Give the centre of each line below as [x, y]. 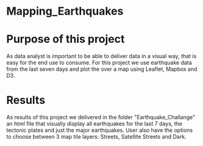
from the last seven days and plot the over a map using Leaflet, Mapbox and [102, 69]
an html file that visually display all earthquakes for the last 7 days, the [94, 124]
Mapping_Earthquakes [65, 11]
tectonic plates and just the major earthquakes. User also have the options [100, 130]
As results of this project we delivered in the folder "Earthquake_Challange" [101, 117]
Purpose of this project [66, 39]
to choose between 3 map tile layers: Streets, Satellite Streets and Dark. [97, 137]
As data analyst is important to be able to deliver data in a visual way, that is [101, 56]
